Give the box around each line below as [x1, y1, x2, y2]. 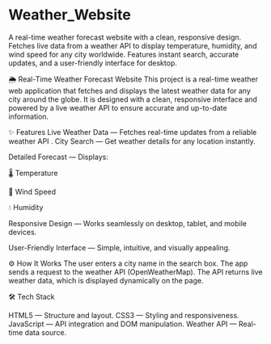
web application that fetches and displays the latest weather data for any [8, 86, 251, 95]
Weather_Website [8, 6, 131, 24]
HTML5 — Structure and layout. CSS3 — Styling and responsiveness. [8, 310, 240, 320]
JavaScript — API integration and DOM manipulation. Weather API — [8, 319, 237, 329]
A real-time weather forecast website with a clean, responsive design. [8, 32, 242, 42]
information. [8, 111, 49, 121]
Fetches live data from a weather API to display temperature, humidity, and [8, 40, 257, 50]
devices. [8, 227, 37, 237]
